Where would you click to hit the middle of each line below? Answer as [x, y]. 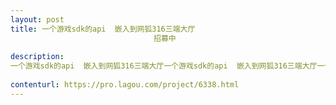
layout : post [37, 19]
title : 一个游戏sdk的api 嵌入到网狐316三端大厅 [103, 29]
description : [37, 57]
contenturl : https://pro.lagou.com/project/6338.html [125, 85]
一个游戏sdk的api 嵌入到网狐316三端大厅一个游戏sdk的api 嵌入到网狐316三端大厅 [164, 66]
